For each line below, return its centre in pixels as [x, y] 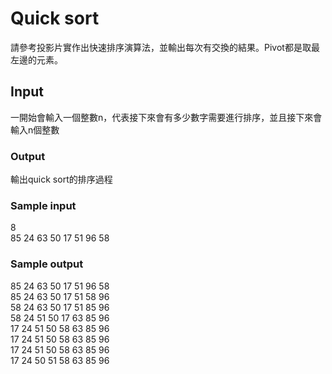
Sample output [47, 264]
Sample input [43, 205]
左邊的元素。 [36, 59]
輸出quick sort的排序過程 [61, 179]
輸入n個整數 [35, 129]
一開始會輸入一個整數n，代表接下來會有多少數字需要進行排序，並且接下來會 [166, 117]
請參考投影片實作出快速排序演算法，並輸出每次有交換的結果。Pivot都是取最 [165, 47]
